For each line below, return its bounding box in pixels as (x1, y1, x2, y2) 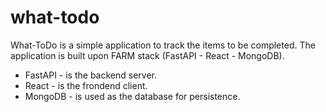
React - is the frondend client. (24, 79, 148, 91)
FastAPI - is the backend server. (24, 69, 158, 81)
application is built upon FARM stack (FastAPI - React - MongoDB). (10, 49, 285, 61)
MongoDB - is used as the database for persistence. (24, 90, 241, 102)
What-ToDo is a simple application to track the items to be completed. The (10, 39, 316, 51)
